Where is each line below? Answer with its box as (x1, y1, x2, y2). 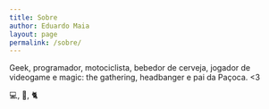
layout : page (9, 29, 58, 38)
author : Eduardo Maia (9, 21, 90, 30)
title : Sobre (9, 13, 58, 22)
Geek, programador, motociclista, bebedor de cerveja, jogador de (9, 63, 251, 73)
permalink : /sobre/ (9, 38, 82, 47)
